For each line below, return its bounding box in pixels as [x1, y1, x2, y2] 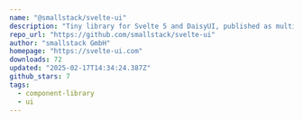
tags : [9, 80, 30, 89]
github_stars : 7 [9, 72, 70, 81]
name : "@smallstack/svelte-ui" [9, 13, 127, 23]
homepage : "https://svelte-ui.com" [9, 47, 143, 56]
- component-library [17, 88, 95, 97]
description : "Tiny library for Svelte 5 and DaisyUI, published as [9, 22, 272, 31]
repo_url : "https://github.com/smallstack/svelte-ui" [9, 30, 216, 39]
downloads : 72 [9, 55, 63, 64]
